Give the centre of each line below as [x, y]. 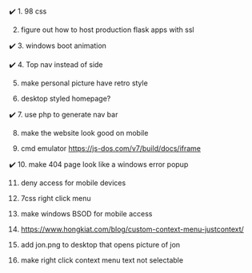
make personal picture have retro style [84, 83]
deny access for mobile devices [73, 183]
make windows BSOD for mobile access [86, 214]
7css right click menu [56, 198]
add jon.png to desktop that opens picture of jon [100, 245]
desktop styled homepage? [66, 99]
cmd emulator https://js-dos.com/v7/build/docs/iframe [111, 148]
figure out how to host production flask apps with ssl [107, 30]
